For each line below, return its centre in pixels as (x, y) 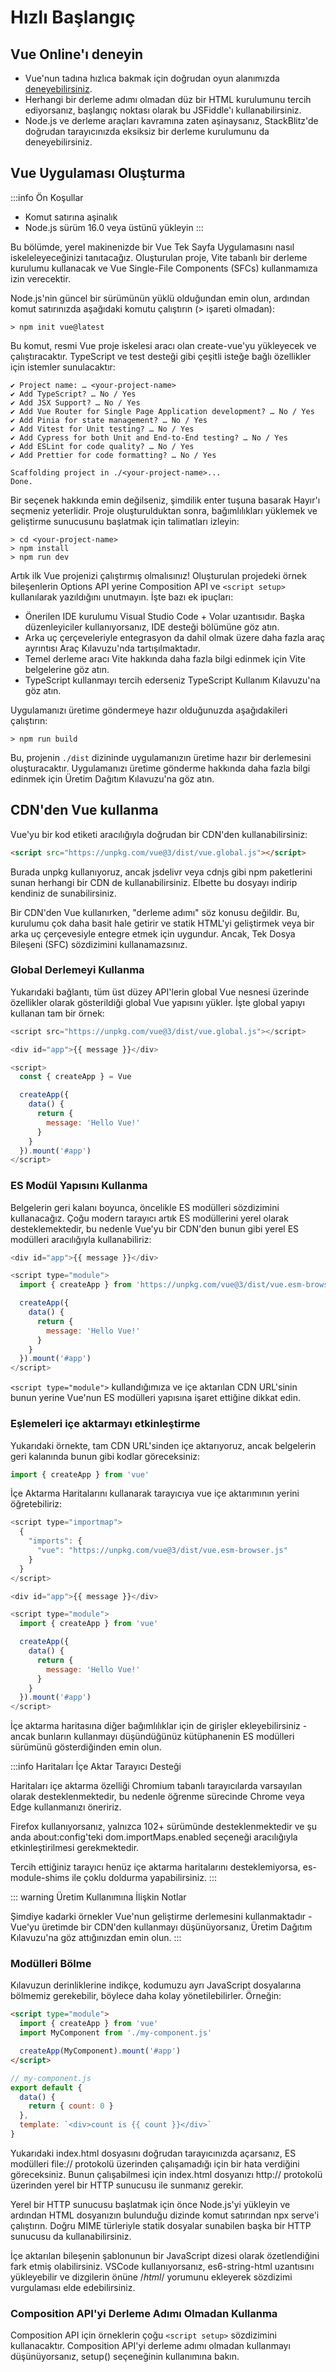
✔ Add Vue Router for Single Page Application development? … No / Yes (162, 411)
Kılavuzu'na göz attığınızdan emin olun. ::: (96, 1938)
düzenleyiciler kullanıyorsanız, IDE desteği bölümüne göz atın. (152, 627)
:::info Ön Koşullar (47, 197)
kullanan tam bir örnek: (57, 1013)
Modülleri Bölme (51, 1964)
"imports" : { (55, 1541)
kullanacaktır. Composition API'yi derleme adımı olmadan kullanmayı (150, 2346)
